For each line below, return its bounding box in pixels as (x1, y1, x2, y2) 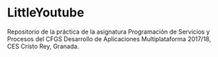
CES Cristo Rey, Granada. (7, 42, 79, 50)
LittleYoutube (7, 5, 85, 21)
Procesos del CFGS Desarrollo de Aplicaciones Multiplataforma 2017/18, (7, 34, 211, 43)
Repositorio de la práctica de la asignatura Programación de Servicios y (7, 27, 210, 36)
